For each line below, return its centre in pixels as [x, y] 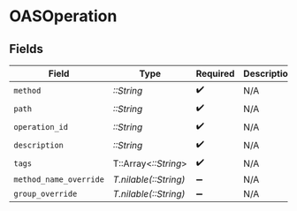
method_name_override [59, 180]
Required [215, 74]
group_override [46, 194]
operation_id [41, 127]
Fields [27, 49]
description [39, 145]
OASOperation [63, 16]
